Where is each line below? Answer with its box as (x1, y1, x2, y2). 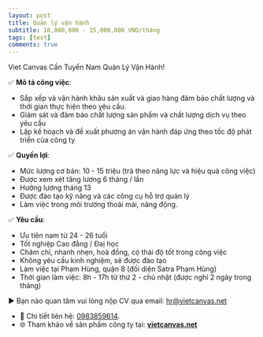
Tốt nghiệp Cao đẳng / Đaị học (19, 239, 120, 249)
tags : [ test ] (8, 33, 51, 42)
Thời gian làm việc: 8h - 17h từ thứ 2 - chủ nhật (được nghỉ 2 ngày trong (19, 272, 252, 282)
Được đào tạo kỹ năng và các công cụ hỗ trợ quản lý (19, 191, 191, 201)
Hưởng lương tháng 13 (19, 183, 92, 193)
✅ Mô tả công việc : (8, 78, 72, 87)
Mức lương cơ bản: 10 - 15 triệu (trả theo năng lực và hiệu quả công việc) (19, 166, 256, 176)
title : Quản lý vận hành (8, 19, 90, 27)
